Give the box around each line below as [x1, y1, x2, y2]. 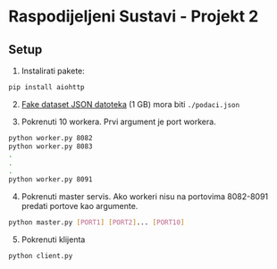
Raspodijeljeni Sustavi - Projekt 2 [8, 6, 259, 27]
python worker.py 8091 [8, 175, 93, 184]
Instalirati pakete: [21, 65, 86, 76]
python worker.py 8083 [8, 141, 93, 151]
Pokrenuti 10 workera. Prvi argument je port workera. [21, 116, 216, 127]
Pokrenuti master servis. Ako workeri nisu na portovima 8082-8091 [21, 191, 269, 202]
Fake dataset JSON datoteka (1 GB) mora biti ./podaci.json [21, 98, 240, 109]
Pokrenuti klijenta [21, 234, 86, 245]
